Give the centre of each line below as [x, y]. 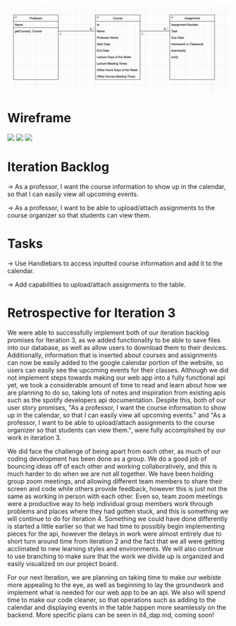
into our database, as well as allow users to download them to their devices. [117, 347]
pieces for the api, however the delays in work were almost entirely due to [114, 534]
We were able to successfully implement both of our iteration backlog [108, 332]
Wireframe [39, 118]
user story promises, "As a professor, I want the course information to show [117, 407]
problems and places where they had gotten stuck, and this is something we [118, 511]
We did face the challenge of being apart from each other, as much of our [114, 451]
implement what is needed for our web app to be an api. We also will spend [116, 592]
